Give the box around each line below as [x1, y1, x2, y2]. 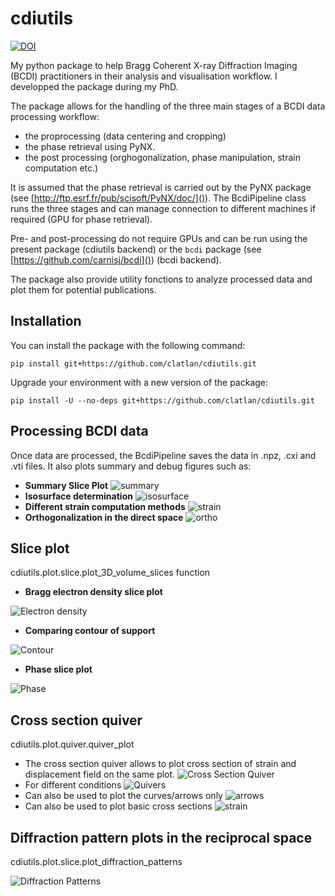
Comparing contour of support [24, 625, 156, 637]
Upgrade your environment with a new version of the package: [10, 376, 269, 388]
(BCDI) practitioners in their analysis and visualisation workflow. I [10, 70, 278, 82]
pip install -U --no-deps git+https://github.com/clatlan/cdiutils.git [10, 395, 315, 406]
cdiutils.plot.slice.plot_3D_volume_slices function [10, 567, 211, 579]
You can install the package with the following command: [10, 339, 246, 351]
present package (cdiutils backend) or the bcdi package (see [10, 243, 262, 255]
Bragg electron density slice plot [24, 586, 163, 598]
